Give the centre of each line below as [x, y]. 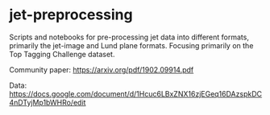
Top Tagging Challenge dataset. [62, 54]
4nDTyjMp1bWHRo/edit [48, 102]
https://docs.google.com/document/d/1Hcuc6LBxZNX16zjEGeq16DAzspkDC [136, 93]
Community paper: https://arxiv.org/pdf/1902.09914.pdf [102, 69]
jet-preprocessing [71, 15]
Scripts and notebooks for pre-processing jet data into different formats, [129, 37]
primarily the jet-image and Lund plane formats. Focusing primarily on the [131, 45]
